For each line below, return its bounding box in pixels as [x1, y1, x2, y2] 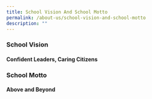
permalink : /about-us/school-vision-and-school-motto [6, 15, 147, 21]
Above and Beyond [6, 86, 56, 94]
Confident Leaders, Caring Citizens [6, 56, 98, 63]
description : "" [6, 20, 48, 26]
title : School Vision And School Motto [6, 9, 108, 15]
